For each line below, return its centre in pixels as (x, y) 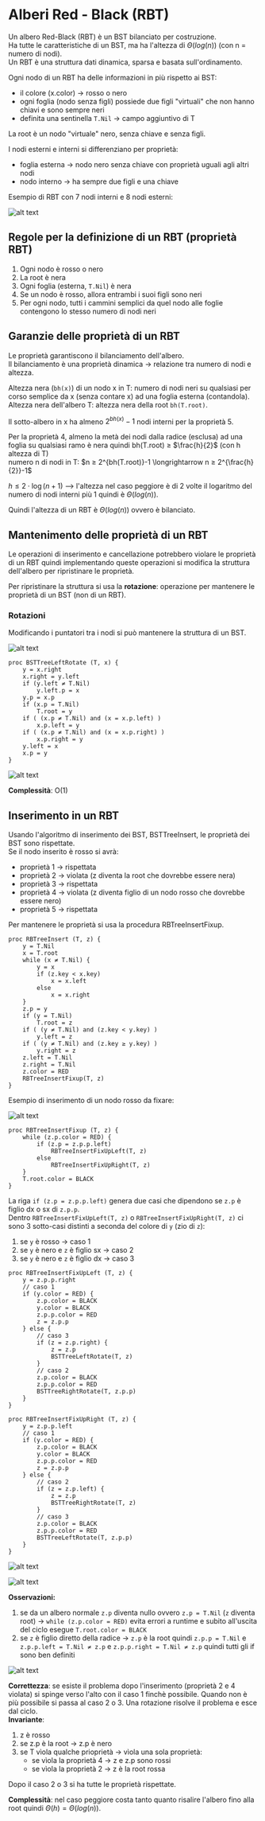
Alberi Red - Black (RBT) (89, 15)
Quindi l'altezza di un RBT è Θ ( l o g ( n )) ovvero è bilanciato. (102, 510)
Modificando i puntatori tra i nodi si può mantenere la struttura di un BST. (127, 633)
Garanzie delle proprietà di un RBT (94, 336)
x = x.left (69, 981)
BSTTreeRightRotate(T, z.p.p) (86, 1392)
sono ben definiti (47, 1655)
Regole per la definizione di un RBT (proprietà (123, 238)
